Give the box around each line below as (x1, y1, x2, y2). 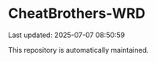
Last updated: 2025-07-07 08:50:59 (8, 30, 125, 40)
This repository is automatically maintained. (8, 45, 149, 54)
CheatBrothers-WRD (8, 5, 146, 22)
